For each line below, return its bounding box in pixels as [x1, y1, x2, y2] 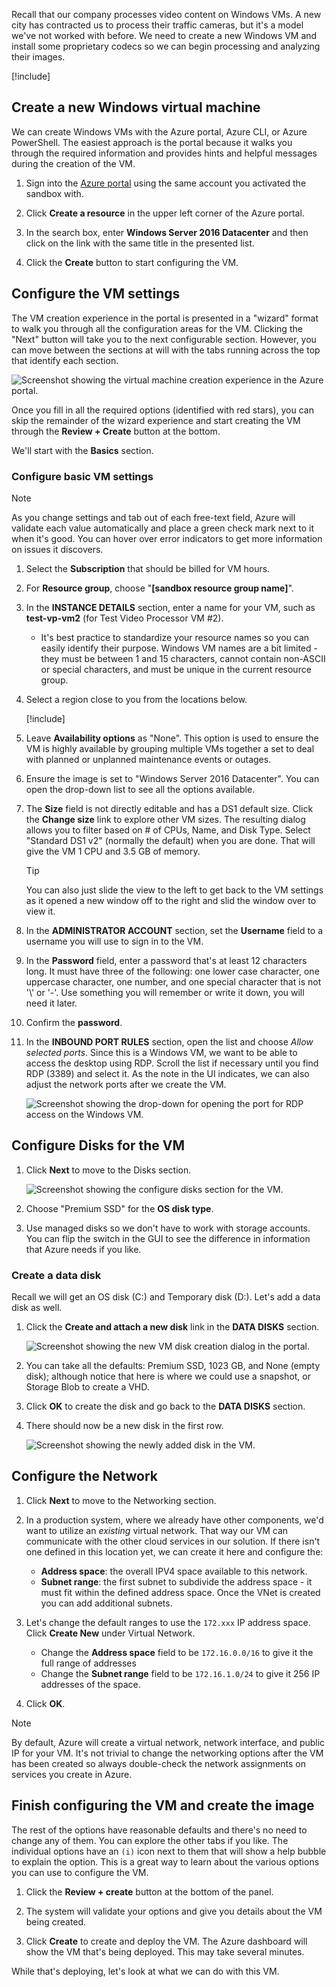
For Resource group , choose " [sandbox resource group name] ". [25, 582, 294, 594]
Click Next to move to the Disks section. [25, 1164, 192, 1176]
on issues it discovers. [11, 543, 104, 555]
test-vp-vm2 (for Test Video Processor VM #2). [25, 612, 224, 624]
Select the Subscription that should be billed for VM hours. [25, 562, 271, 574]
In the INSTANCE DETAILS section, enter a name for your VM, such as [25, 601, 316, 613]
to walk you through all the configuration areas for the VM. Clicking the [11, 322, 303, 334]
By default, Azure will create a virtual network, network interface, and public [11, 1736, 326, 1748]
